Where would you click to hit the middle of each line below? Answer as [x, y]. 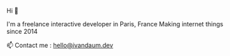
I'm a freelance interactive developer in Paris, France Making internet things [115, 24]
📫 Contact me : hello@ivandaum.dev [60, 45]
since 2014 [22, 31]
